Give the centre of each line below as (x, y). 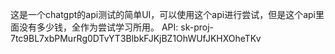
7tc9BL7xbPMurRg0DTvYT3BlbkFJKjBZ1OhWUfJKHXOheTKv (136, 38)
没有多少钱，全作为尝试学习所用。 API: (98, 27)
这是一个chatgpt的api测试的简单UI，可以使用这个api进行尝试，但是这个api (163, 14)
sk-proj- (197, 27)
